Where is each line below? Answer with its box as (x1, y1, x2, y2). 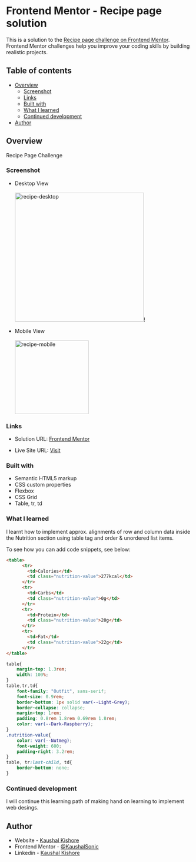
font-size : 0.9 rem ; (16, 693, 65, 699)
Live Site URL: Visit (14, 447, 61, 454)
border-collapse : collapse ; (16, 705, 85, 711)
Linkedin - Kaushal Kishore (14, 849, 81, 856)
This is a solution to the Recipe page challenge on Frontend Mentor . (6, 36, 170, 43)
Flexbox (14, 487, 34, 494)
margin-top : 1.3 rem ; (16, 666, 67, 672)
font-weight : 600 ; (16, 743, 62, 749)
